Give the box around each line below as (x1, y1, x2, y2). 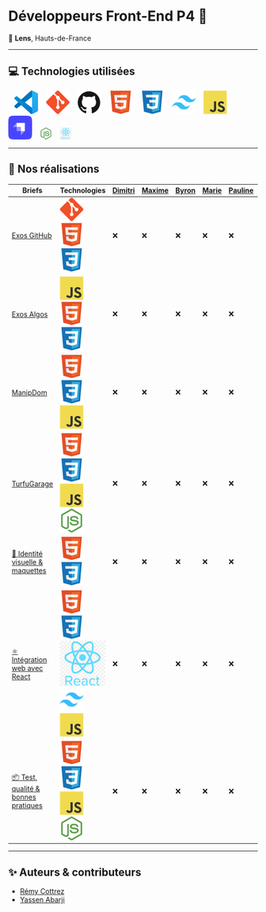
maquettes (11, 565, 47, 575)
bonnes (11, 792, 37, 802)
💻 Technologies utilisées (8, 65, 135, 79)
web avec (11, 664, 44, 673)
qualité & (11, 784, 40, 794)
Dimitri (112, 186, 135, 195)
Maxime (141, 186, 169, 195)
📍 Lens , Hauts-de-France (8, 33, 92, 43)
